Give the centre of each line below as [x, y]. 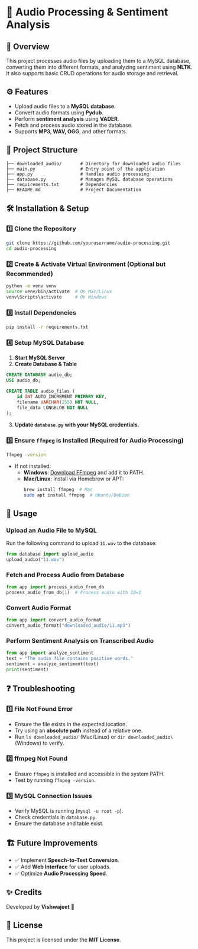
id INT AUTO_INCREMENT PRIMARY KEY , [62, 397]
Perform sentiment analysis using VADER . [67, 118]
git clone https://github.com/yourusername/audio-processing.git [88, 243]
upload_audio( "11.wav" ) [35, 560]
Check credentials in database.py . [56, 817]
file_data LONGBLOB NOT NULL [53, 408]
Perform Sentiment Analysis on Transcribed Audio [80, 640]
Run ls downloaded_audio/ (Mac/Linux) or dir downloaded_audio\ [94, 736]
